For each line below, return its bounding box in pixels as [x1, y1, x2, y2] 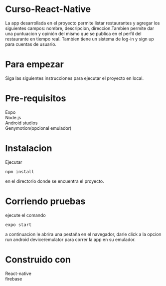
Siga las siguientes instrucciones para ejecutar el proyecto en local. [5, 75, 144, 81]
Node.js [5, 114, 21, 120]
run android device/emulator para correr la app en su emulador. [5, 236, 136, 243]
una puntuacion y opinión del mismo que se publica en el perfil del [5, 30, 142, 36]
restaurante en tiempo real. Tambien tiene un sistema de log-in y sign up [5, 36, 155, 42]
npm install [5, 169, 34, 174]
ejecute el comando [5, 212, 46, 218]
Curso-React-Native [5, 3, 91, 15]
